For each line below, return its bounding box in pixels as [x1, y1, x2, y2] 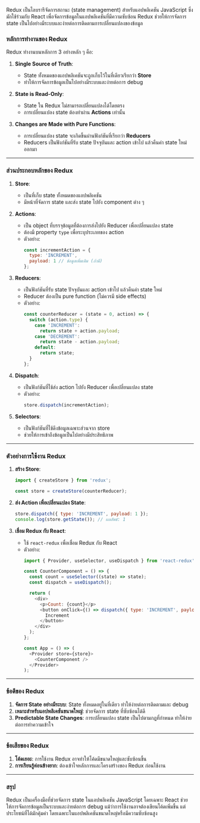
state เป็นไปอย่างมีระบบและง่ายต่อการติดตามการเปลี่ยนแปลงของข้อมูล [6, 20, 143, 27]
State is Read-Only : [14, 91, 64, 98]
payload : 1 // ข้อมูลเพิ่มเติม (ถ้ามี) [29, 258, 103, 264]
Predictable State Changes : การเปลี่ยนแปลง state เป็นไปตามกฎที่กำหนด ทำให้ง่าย [14, 714, 192, 721]
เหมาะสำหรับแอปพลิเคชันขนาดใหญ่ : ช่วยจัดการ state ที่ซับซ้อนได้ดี [14, 707, 146, 715]
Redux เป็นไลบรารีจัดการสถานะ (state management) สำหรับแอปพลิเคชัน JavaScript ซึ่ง [6, 7, 193, 13]
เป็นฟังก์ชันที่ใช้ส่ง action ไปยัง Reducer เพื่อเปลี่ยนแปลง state [23, 383, 154, 390]
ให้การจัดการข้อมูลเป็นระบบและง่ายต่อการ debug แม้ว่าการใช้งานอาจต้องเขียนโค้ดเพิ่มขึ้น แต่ [6, 803, 186, 810]
